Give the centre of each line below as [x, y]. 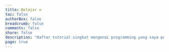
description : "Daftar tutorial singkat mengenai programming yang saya [82, 38]
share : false [19, 33]
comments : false [22, 28]
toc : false [17, 14]
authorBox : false [23, 19]
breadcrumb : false [24, 24]
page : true [17, 42]
